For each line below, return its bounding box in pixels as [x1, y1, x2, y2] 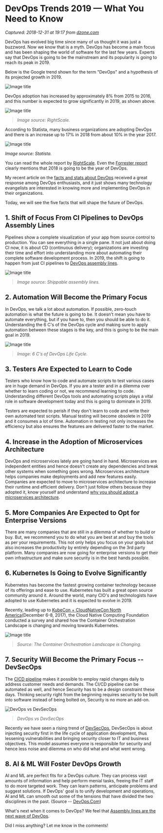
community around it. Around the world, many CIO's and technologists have [5, 592, 157, 598]
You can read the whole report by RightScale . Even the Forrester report [5, 160, 147, 166]
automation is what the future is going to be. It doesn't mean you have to [5, 311, 151, 317]
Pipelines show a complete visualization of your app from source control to [5, 234, 155, 240]
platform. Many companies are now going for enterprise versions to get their [5, 550, 158, 555]
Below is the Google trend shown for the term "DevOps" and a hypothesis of [5, 69, 158, 75]
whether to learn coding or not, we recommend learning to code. [5, 388, 135, 394]
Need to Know [5, 13, 63, 24]
